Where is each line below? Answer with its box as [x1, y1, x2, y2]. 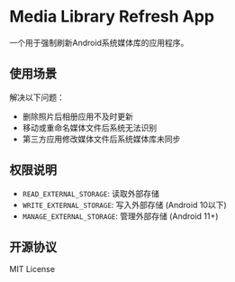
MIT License [9, 264, 56, 275]
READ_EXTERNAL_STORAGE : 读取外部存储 [22, 187, 160, 199]
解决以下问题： [9, 92, 65, 103]
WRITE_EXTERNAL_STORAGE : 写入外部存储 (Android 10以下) [22, 199, 227, 210]
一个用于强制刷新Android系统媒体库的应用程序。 [9, 37, 189, 48]
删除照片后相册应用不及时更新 [22, 111, 133, 122]
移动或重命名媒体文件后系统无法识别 [22, 122, 158, 132]
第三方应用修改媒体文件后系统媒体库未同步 [22, 133, 181, 144]
